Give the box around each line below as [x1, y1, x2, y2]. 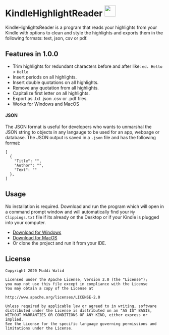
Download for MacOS [12, 234, 58, 240]
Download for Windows [12, 229, 62, 235]
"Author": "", [14, 162, 44, 168]
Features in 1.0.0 [5, 50, 59, 58]
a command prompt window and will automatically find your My [5, 208, 135, 215]
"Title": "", [14, 158, 42, 163]
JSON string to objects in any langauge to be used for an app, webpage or [5, 129, 160, 135]
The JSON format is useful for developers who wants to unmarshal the [5, 123, 152, 130]
